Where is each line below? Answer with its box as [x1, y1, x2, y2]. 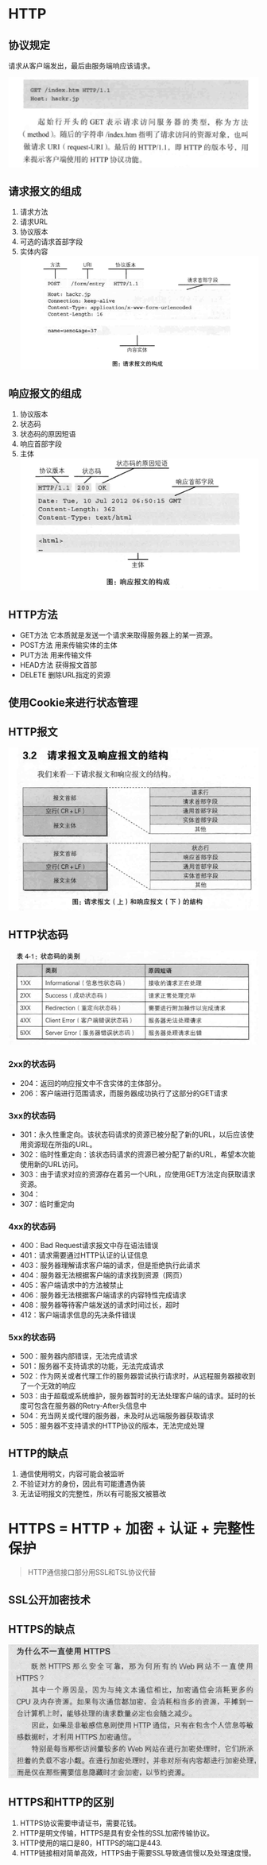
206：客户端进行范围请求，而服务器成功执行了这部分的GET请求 [19, 1088, 228, 1098]
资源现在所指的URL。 [26, 1139, 97, 1149]
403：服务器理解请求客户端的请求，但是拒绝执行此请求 [19, 1261, 201, 1270]
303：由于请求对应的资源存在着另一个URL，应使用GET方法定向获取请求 [19, 1169, 256, 1179]
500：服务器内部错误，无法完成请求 [19, 1351, 137, 1361]
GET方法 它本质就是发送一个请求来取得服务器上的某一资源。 [19, 630, 217, 640]
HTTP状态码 [8, 928, 69, 942]
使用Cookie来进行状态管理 [8, 696, 138, 709]
